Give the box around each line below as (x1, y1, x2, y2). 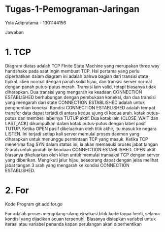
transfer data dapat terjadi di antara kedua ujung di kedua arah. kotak (5, 110, 145, 116)
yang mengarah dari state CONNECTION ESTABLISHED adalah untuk (5, 99, 145, 105)
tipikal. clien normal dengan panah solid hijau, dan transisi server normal (5, 78, 152, 84)
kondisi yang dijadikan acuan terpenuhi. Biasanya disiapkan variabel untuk (5, 216, 156, 222)
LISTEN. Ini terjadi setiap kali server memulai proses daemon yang (5, 131, 139, 136)
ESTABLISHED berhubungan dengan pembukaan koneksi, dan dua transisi (5, 94, 156, 100)
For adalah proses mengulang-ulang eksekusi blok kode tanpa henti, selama (5, 210, 160, 216)
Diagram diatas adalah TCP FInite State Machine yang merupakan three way (5, 63, 160, 68)
